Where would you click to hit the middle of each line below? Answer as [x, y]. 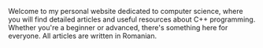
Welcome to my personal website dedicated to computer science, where [126, 11]
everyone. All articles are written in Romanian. [83, 36]
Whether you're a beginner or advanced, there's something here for [118, 27]
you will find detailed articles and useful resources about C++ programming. [132, 19]
